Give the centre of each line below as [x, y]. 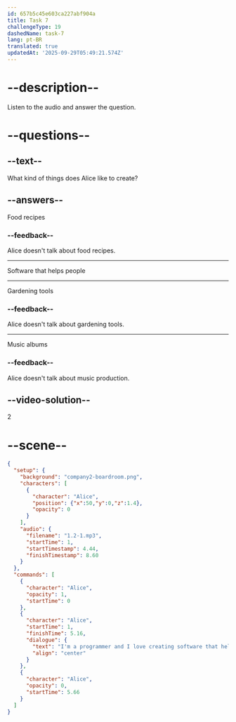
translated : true [33, 46]
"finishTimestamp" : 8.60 [62, 555]
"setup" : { [29, 471]
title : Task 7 [28, 20]
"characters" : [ [44, 483]
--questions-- [48, 135]
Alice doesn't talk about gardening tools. [66, 324]
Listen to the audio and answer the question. [72, 107]
